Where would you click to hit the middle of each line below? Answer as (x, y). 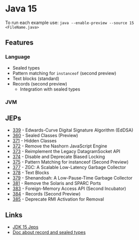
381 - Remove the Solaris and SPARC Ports (57, 183)
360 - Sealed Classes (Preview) (45, 135)
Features (19, 43)
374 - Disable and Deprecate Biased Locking (59, 157)
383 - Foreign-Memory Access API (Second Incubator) (69, 188)
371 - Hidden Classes (34, 141)
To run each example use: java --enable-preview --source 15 (70, 22)
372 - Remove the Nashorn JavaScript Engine (60, 146)
